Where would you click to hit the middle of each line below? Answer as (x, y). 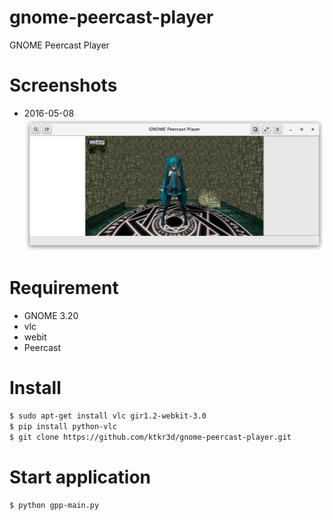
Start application (80, 477)
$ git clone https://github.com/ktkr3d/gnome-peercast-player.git (150, 437)
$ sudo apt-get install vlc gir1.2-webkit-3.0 (108, 416)
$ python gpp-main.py (54, 505)
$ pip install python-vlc (63, 427)
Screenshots (63, 85)
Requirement (64, 288)
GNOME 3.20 (51, 316)
